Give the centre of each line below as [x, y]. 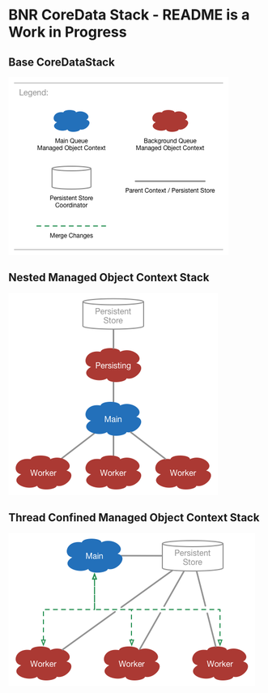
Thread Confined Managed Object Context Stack [134, 518]
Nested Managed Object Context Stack [109, 278]
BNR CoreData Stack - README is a [129, 15]
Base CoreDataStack [62, 62]
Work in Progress [68, 32]
